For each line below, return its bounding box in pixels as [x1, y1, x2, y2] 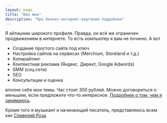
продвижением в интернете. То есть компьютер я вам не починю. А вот [5, 35, 160, 41]
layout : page [5, 7, 33, 12]
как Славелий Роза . [5, 112, 48, 118]
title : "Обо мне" [5, 12, 42, 17]
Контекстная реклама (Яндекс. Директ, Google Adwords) [12, 61, 134, 67]
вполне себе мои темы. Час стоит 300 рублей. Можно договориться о [5, 87, 157, 93]
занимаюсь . [5, 97, 31, 103]
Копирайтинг [12, 56, 41, 62]
